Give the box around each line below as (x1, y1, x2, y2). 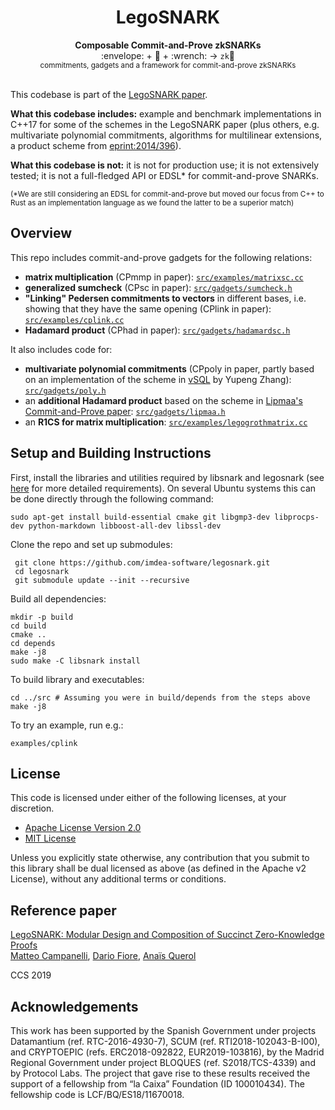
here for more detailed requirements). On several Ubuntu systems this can (10, 482, 317, 494)
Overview (10, 225, 73, 242)
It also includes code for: (10, 343, 113, 355)
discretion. (10, 802, 55, 815)
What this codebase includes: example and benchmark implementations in (10, 107, 322, 120)
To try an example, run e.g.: (10, 719, 124, 731)
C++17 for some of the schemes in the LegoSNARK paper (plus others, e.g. (10, 118, 320, 130)
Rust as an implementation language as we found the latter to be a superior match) (10, 197, 295, 208)
